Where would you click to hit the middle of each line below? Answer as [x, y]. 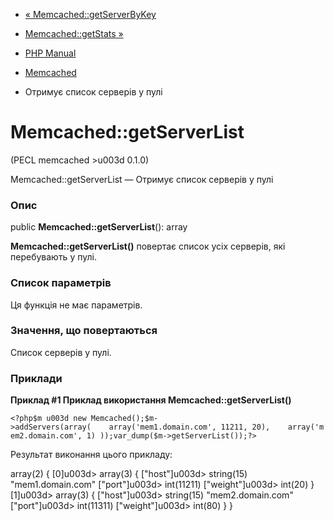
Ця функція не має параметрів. [76, 305]
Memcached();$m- [124, 419]
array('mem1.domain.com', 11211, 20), [189, 427]
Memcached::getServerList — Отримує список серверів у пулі [142, 179]
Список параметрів [61, 283]
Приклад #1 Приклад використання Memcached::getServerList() [151, 400]
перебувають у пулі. [53, 257]
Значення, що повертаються [84, 331]
